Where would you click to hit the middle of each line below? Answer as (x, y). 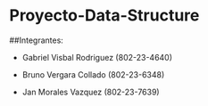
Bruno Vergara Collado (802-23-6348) (93, 74)
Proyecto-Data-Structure (104, 16)
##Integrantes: (37, 40)
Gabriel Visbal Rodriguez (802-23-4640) (97, 57)
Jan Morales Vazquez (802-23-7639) (91, 92)
